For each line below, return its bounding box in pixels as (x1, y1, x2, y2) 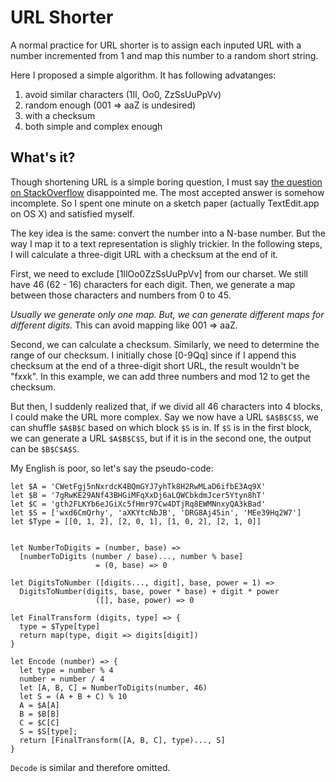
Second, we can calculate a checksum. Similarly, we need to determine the (10, 338, 320, 350)
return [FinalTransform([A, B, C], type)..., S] (19, 735, 226, 745)
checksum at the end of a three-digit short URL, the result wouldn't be (10, 359, 300, 371)
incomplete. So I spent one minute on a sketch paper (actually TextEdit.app (10, 197, 320, 209)
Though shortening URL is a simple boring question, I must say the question (10, 176, 323, 188)
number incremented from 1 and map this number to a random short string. (10, 49, 319, 61)
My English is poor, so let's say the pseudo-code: (10, 462, 214, 474)
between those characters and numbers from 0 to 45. (10, 289, 232, 301)
